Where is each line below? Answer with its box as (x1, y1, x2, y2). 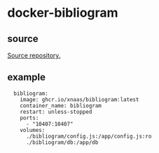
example (7, 71, 46, 83)
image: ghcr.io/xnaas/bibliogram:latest (20, 96, 139, 103)
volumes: (20, 126, 46, 133)
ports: (20, 114, 39, 122)
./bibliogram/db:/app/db (25, 138, 99, 146)
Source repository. (7, 51, 61, 59)
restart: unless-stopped (20, 108, 92, 115)
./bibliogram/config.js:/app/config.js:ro (25, 133, 152, 140)
